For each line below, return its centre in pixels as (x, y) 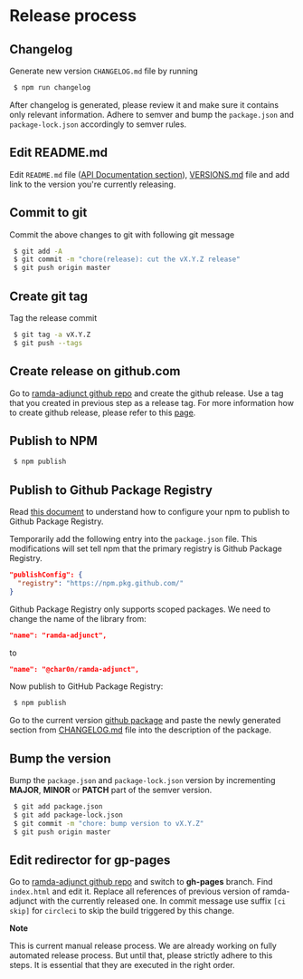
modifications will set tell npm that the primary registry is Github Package (146, 548)
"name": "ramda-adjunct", (58, 635)
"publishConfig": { (46, 575)
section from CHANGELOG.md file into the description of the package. (141, 730)
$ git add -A (38, 251)
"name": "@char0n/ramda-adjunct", (75, 669)
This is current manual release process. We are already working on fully (143, 946)
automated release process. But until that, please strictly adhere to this (141, 955)
